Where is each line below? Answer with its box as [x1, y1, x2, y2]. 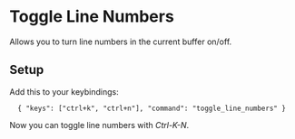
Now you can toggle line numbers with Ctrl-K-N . [9, 119, 190, 130]
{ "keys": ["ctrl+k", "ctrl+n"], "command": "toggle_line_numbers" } [17, 104, 286, 113]
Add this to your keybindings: [9, 86, 120, 97]
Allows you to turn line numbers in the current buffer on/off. [9, 36, 232, 47]
